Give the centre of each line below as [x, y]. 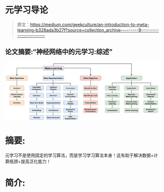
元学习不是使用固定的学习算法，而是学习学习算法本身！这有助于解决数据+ [80, 155]
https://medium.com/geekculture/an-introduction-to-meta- [90, 24]
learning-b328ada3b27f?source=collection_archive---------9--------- [88, 30]
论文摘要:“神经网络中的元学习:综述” [59, 52]
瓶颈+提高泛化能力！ [30, 162]
